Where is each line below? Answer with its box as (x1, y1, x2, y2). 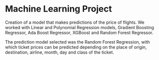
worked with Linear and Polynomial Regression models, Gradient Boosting (5, 24, 154, 30)
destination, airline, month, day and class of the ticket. (5, 49, 114, 55)
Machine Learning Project (5, 3, 113, 15)
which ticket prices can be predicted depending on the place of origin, (5, 44, 147, 50)
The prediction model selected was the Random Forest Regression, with (5, 39, 150, 45)
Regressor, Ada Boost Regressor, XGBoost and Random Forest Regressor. (5, 30, 154, 35)
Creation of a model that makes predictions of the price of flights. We (5, 19, 145, 25)
